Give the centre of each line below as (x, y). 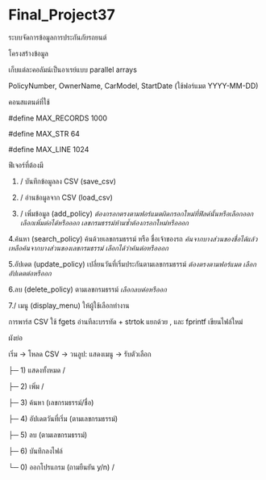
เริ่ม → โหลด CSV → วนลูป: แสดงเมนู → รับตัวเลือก (80, 354)
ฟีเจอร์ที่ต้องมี (26, 165)
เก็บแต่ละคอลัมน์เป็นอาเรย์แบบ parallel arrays (73, 69)
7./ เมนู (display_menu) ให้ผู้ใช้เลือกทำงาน (69, 305)
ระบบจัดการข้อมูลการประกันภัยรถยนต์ (58, 37)
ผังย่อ (15, 338)
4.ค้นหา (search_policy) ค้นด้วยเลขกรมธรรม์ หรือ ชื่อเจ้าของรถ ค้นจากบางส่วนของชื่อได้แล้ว (133, 238)
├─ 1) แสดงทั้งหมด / (37, 370)
